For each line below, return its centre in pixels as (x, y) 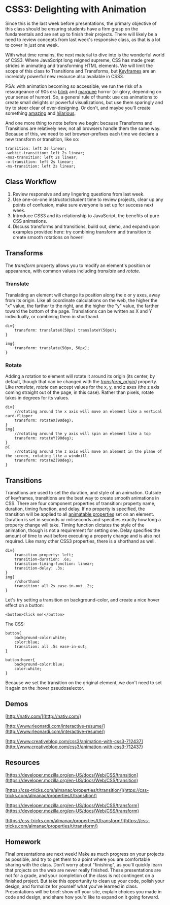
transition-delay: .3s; (40, 568)
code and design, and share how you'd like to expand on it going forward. (82, 897)
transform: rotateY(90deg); (44, 438)
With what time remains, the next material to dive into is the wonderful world (85, 55)
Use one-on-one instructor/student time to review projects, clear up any (88, 199)
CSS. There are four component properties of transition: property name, (80, 503)
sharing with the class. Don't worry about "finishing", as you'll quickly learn (84, 865)
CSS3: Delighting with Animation (76, 9)
